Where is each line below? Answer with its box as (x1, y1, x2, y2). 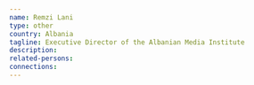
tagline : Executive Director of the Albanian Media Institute (9, 37, 245, 47)
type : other (9, 21, 53, 30)
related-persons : (9, 54, 74, 63)
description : (9, 46, 58, 55)
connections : (9, 63, 58, 72)
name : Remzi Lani (9, 12, 74, 22)
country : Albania (9, 29, 74, 38)
